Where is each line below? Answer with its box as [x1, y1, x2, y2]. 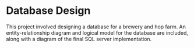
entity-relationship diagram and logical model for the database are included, [6, 29, 188, 36]
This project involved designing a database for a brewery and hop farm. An [6, 23, 186, 30]
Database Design [6, 4, 91, 17]
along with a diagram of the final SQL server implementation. [6, 35, 152, 42]
